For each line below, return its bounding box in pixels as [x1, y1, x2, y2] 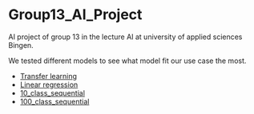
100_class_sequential [19, 96, 90, 106]
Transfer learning [19, 71, 78, 81]
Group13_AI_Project [8, 6, 143, 24]
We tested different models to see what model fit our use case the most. [8, 56, 247, 65]
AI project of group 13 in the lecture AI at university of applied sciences [8, 32, 243, 41]
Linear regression [19, 80, 79, 89]
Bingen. [8, 40, 34, 49]
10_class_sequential [19, 88, 86, 97]
